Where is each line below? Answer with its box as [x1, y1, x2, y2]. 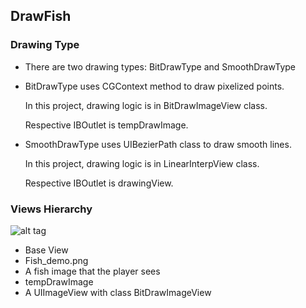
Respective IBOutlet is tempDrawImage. [24, 119, 189, 131]
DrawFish [10, 8, 72, 25]
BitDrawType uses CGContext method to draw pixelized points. [24, 80, 285, 92]
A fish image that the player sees [24, 265, 161, 277]
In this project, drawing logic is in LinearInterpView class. [24, 157, 260, 169]
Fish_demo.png [24, 254, 89, 266]
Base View [24, 244, 69, 256]
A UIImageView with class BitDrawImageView [24, 286, 212, 298]
